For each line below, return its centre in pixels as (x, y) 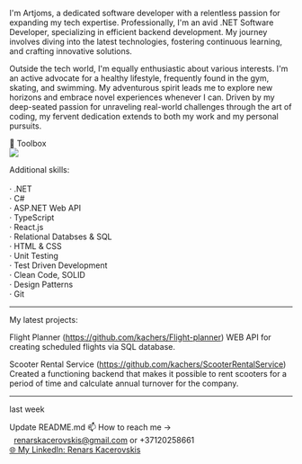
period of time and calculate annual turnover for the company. (124, 383)
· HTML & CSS (36, 246)
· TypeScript (32, 218)
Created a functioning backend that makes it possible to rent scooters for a (148, 374)
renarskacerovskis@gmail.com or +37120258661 (104, 440)
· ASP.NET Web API (45, 208)
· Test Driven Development (58, 265)
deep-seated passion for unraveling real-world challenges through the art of (151, 107)
